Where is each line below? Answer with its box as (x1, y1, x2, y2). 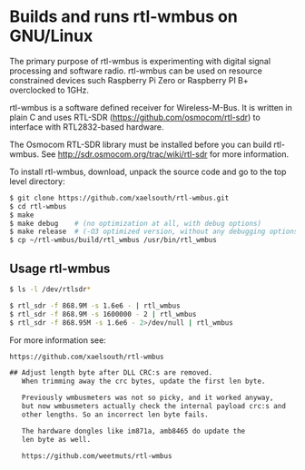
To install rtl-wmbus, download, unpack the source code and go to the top (9, 166, 287, 177)
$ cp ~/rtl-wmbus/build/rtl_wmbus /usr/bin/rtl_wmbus (9, 236, 218, 245)
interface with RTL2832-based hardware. (9, 121, 165, 132)
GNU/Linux (9, 25, 93, 46)
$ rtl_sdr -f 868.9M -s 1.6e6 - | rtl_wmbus (9, 301, 181, 310)
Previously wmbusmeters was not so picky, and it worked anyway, (21, 393, 274, 403)
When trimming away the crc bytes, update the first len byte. (21, 377, 266, 387)
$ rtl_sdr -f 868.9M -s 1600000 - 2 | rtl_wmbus (9, 309, 197, 318)
